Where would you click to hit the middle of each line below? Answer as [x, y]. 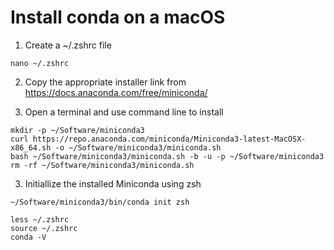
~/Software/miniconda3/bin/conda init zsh [100, 202]
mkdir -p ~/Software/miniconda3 [77, 130]
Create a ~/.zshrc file [68, 45]
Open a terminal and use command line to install [124, 112]
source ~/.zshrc [44, 228]
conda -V [28, 237]
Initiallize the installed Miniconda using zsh [113, 183]
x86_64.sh [31, 147]
